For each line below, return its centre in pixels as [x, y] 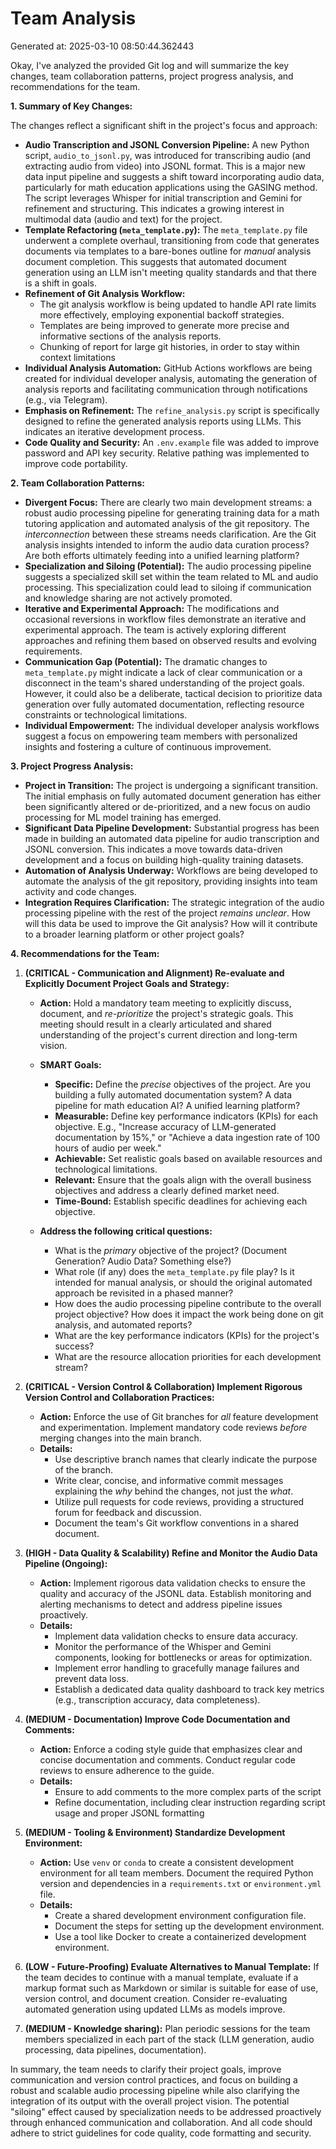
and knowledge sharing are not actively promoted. [128, 598]
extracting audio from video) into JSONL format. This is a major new [165, 166]
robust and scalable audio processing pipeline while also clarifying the [155, 2090]
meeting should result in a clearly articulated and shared [155, 1024]
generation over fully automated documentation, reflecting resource [164, 704]
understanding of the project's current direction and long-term [168, 1034]
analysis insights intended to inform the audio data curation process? [167, 544]
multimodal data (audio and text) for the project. [123, 219]
